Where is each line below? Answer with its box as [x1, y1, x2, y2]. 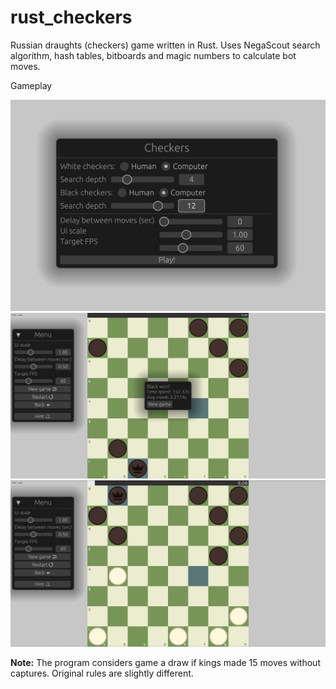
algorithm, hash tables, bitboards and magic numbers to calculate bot [10, 49, 297, 61]
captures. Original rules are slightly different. [10, 667, 194, 680]
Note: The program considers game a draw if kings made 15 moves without [10, 657, 321, 669]
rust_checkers [10, 6, 133, 29]
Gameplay [10, 79, 53, 91]
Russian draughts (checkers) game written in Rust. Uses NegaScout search [10, 39, 321, 51]
